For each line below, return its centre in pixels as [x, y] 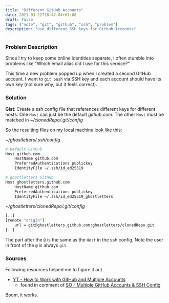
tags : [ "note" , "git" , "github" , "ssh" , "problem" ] [61, 24]
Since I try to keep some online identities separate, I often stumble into [80, 58]
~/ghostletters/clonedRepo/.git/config [45, 206]
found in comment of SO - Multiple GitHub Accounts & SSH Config [90, 285]
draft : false [19, 19]
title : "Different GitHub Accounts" [44, 10]
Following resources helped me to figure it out [54, 270]
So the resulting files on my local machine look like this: [64, 130]
